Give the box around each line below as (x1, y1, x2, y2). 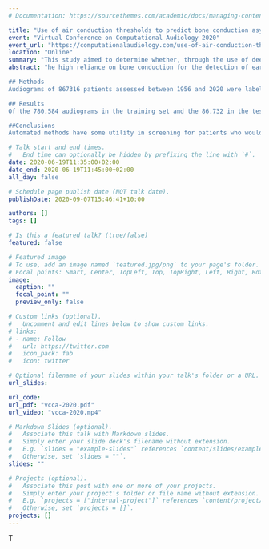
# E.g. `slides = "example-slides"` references (8, 445, 178, 453)
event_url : (8, 41, 45, 49)
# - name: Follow (8, 335, 66, 343)
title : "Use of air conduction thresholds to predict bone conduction (8, 26, 249, 34)
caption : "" (15, 283, 56, 291)
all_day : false (8, 173, 59, 181)
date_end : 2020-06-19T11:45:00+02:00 (8, 166, 134, 174)
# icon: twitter (8, 357, 70, 365)
